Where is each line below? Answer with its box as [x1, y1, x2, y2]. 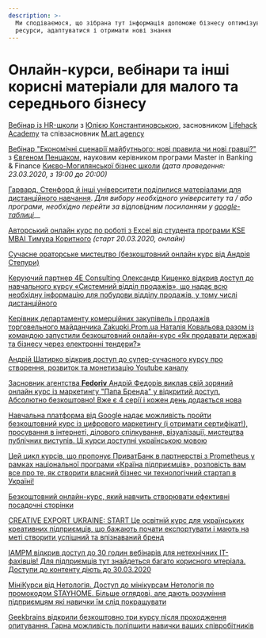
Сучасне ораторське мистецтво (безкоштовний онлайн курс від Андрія [8, 249, 251, 259]
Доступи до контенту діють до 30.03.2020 [8, 565, 152, 575]
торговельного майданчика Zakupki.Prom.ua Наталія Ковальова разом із [8, 322, 255, 332]
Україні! [8, 477, 34, 486]
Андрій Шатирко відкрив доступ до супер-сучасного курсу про [8, 355, 223, 364]
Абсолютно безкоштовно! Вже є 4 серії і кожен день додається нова [8, 395, 242, 405]
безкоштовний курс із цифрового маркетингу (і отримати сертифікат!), [8, 419, 248, 429]
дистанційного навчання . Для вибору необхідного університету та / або [8, 194, 253, 203]
